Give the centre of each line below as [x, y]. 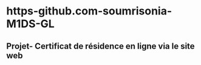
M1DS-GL [30, 24]
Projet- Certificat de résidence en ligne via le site [101, 46]
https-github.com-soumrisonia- [89, 11]
